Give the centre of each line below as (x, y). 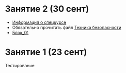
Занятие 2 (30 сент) (47, 9)
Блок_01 (20, 32)
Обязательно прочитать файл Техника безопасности (67, 27)
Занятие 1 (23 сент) (46, 52)
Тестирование (20, 65)
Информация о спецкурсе (39, 22)
